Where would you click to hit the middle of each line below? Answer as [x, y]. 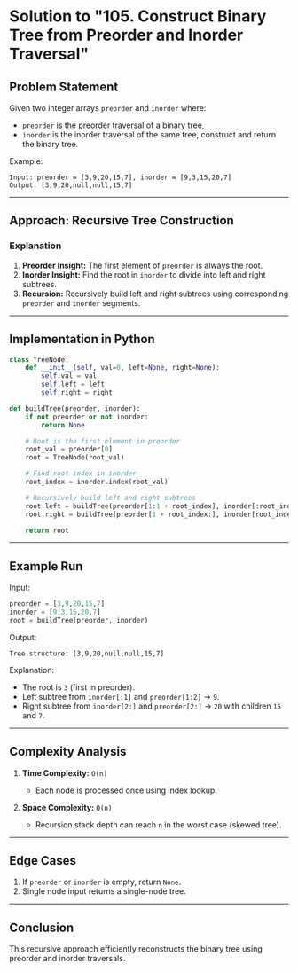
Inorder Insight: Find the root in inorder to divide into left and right [144, 274]
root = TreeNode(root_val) [75, 458]
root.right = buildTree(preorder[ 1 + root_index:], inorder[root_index [160, 514]
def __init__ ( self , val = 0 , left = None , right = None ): [122, 368]
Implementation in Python [82, 339]
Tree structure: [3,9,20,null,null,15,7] [87, 654]
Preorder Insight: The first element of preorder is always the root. [142, 265]
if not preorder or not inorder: [87, 417]
